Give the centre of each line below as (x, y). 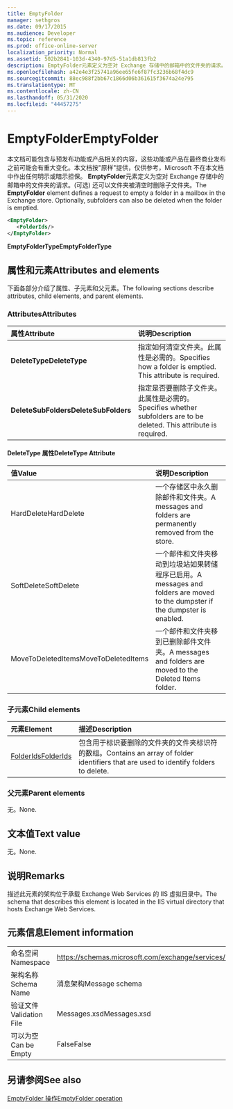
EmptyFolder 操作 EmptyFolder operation (65, 1098)
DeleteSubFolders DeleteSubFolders (71, 410)
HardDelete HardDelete (48, 513)
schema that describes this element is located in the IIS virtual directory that (116, 902)
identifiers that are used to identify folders (147, 762)
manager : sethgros (34, 20)
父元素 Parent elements (46, 793)
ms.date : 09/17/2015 (37, 26)
